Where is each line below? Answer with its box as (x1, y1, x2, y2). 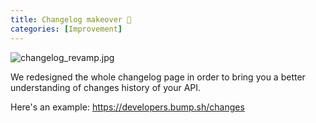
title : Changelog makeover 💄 (10, 14, 132, 25)
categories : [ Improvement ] (10, 24, 123, 34)
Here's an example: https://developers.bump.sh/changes (10, 101, 245, 113)
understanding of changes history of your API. (10, 81, 202, 93)
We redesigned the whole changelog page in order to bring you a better (10, 71, 306, 83)
